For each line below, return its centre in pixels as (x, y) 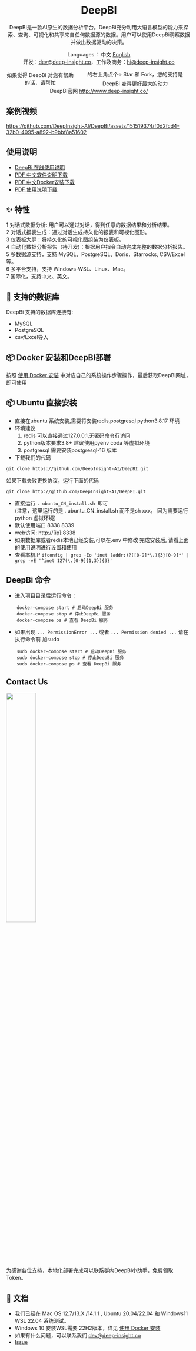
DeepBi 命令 (28, 580)
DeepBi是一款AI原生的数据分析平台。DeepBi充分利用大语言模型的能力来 (96, 27)
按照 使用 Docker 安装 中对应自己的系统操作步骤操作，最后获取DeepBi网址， (99, 375)
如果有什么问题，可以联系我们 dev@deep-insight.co (78, 1336)
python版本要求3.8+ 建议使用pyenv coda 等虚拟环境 (87, 442)
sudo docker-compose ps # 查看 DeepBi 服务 (69, 664)
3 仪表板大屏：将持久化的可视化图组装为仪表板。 (65, 239)
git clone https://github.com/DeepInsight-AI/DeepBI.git (77, 468)
